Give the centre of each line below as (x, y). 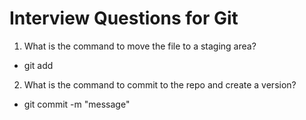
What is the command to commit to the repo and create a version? (160, 84)
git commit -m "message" (77, 104)
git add (38, 65)
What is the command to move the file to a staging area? (140, 46)
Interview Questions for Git (124, 18)
